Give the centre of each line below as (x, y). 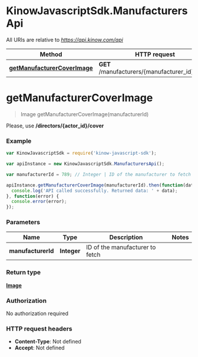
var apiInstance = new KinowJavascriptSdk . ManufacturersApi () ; (85, 164)
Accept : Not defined (39, 348)
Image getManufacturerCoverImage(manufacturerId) (85, 114)
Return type (24, 273)
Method (51, 54)
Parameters (23, 222)
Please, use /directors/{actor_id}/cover (55, 126)
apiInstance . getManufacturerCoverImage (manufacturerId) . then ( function (95, 185)
